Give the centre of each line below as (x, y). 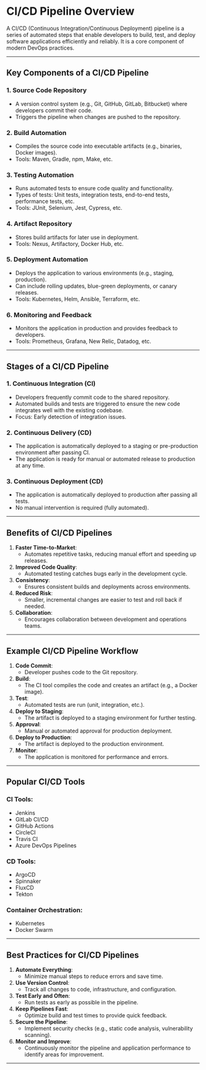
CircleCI (25, 832)
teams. (33, 626)
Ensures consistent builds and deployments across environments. (107, 587)
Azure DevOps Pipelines (46, 845)
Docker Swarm (34, 930)
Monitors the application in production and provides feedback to (96, 328)
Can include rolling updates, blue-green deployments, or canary (96, 286)
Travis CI (26, 839)
